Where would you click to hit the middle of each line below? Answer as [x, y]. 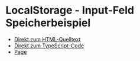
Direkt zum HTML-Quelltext [47, 39]
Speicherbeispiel [48, 23]
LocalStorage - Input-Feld [70, 10]
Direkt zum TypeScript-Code [49, 46]
